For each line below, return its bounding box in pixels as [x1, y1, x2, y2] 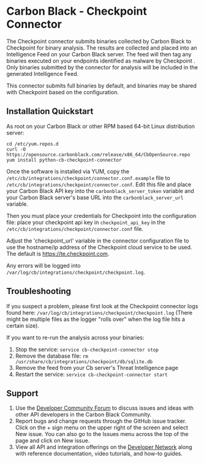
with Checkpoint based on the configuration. [6, 88, 119, 96]
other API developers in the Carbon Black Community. [15, 411, 152, 418]
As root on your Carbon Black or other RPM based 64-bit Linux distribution [6, 122, 195, 130]
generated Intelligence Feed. [6, 70, 78, 77]
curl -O [6, 146, 26, 152]
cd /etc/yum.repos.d [6, 141, 59, 147]
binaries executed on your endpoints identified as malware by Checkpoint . [6, 57, 196, 64]
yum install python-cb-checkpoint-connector [6, 157, 122, 163]
